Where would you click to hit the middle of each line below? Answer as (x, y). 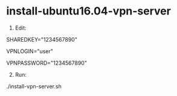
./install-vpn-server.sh (34, 86)
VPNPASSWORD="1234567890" (47, 63)
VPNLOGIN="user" (30, 51)
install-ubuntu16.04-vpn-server (88, 11)
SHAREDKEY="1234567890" (42, 39)
